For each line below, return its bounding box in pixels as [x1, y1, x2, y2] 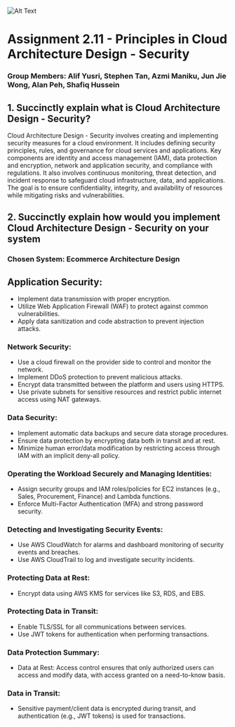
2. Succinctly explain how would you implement [7, 211, 221, 223]
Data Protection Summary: [7, 647, 100, 657]
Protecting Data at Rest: [7, 573, 90, 583]
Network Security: [7, 341, 72, 351]
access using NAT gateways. [17, 395, 102, 404]
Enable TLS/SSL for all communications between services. [17, 622, 187, 631]
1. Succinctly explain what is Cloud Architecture [7, 102, 221, 114]
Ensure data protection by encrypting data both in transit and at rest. [17, 436, 216, 445]
